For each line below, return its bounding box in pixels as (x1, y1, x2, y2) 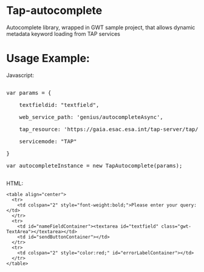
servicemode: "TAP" (19, 138, 77, 144)
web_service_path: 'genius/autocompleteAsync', (19, 114, 164, 120)
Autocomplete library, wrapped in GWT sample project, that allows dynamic (6, 24, 195, 31)
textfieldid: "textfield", (19, 101, 100, 108)
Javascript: (6, 71, 35, 79)
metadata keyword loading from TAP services (6, 30, 120, 37)
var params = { (6, 89, 52, 96)
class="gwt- (161, 223, 191, 229)
